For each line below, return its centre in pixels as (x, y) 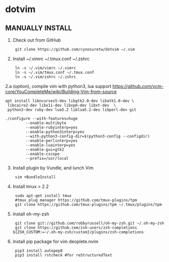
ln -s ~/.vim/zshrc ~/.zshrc (46, 77)
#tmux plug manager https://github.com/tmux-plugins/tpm (76, 200)
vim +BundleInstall (35, 177)
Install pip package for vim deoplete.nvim (55, 242)
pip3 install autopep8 (39, 251)
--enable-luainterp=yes (50, 145)
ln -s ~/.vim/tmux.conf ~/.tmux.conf (54, 72)
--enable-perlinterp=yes (52, 141)
